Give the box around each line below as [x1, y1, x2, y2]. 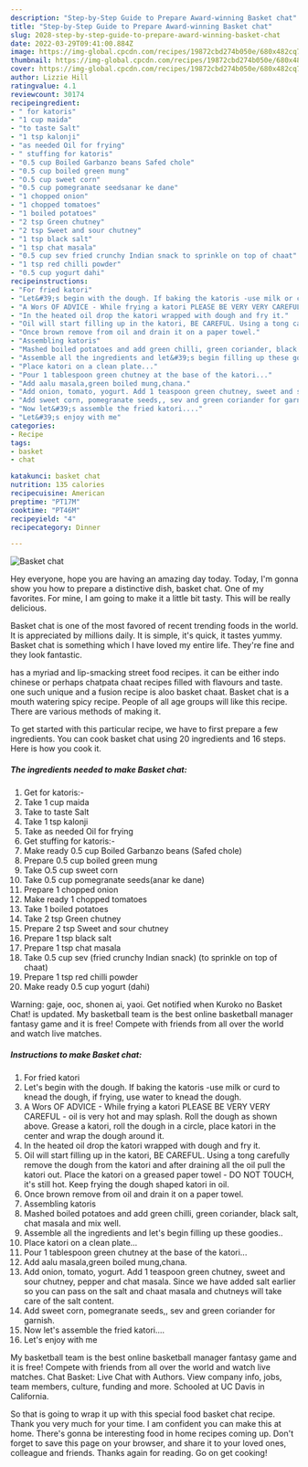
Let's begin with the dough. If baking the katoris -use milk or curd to [23, 1082, 281, 1093]
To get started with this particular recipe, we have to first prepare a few [10, 724, 279, 735]
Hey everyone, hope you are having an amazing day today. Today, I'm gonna [10, 573, 299, 585]
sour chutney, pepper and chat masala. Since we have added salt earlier [23, 1276, 296, 1287]
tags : [10, 438, 31, 448]
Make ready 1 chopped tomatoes [23, 894, 147, 905]
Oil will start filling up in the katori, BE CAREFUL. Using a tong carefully [23, 1150, 291, 1161]
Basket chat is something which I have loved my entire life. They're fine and [10, 640, 295, 651]
